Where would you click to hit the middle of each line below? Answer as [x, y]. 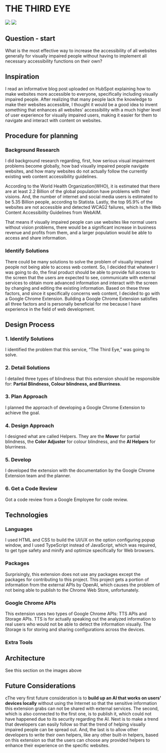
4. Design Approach [30, 426]
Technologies [27, 515]
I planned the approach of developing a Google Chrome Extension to [75, 407]
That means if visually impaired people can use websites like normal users [81, 222]
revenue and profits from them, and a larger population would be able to [79, 233]
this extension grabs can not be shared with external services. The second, [82, 708]
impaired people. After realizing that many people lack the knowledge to [79, 99]
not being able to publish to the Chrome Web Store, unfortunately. [72, 590]
